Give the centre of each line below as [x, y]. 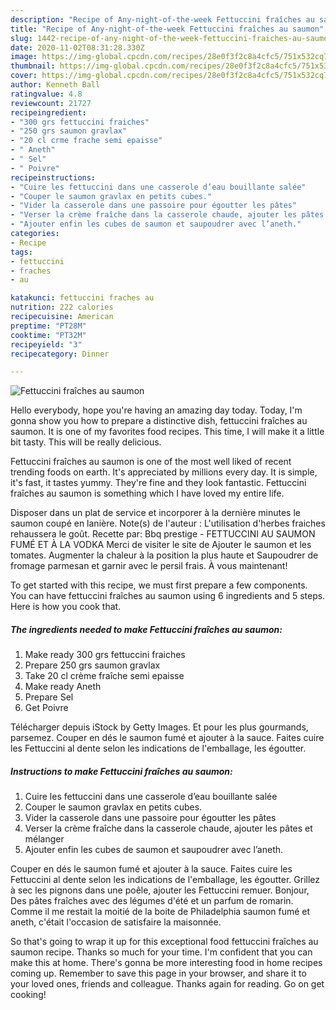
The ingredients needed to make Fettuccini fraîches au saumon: [146, 629]
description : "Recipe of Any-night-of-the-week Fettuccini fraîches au [162, 19]
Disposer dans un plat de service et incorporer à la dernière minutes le [156, 513]
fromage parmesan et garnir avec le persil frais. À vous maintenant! [149, 566]
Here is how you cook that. [66, 607]
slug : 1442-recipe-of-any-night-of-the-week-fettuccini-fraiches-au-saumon [171, 38]
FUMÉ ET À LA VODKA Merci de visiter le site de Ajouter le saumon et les [161, 545]
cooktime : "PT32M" [48, 335]
